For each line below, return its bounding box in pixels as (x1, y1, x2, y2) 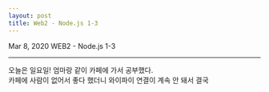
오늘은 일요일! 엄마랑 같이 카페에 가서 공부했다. (8, 65, 154, 74)
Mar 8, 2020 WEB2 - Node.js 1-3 (8, 41, 116, 50)
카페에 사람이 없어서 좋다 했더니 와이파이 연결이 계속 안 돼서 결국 (8, 75, 210, 85)
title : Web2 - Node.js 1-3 (8, 19, 98, 27)
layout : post (8, 11, 52, 20)
